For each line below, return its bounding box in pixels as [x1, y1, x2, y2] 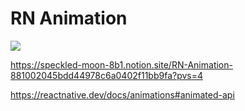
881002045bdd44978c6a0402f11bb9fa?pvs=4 [10, 69, 204, 81]
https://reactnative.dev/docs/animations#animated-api [10, 88, 235, 101]
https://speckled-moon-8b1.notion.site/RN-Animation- [10, 58, 233, 71]
